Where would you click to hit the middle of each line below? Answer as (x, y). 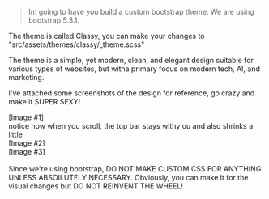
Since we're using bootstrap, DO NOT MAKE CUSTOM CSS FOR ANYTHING (135, 169)
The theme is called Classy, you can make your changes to (107, 36)
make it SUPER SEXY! (45, 102)
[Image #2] (27, 143)
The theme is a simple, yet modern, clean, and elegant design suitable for (131, 60)
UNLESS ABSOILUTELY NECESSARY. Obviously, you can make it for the (128, 178)
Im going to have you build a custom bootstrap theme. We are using (141, 12)
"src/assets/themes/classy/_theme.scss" (77, 44)
